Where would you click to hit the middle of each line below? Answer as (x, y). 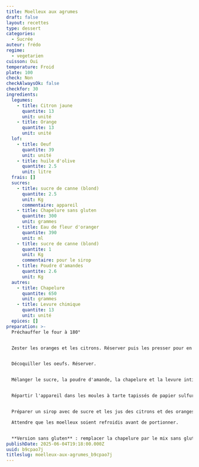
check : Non (20, 78)
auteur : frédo (24, 45)
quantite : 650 (39, 294)
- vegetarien (28, 56)
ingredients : (22, 94)
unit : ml (33, 238)
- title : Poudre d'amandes (50, 266)
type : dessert (24, 28)
